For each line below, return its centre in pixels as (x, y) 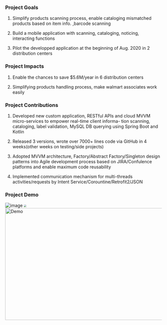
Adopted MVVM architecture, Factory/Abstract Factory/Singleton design (86, 156)
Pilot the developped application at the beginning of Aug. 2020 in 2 (81, 48)
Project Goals (22, 7)
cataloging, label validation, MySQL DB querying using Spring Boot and (85, 126)
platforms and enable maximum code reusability (62, 167)
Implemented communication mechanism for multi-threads (72, 176)
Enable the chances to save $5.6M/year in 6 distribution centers (78, 77)
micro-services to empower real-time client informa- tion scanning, (81, 121)
